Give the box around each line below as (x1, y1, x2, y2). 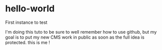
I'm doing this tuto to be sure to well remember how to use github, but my (5, 29, 157, 35)
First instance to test (5, 19, 48, 25)
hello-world (5, 3, 55, 14)
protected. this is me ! (5, 39, 50, 45)
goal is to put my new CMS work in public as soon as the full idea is (5, 34, 144, 40)
